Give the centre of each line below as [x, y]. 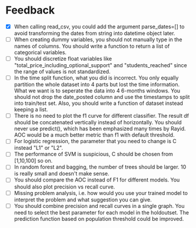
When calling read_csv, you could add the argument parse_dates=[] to [99, 27]
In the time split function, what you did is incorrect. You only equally [96, 78]
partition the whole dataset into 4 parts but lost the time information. [97, 85]
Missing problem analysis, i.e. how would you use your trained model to [101, 193]
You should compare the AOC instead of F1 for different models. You [97, 180]
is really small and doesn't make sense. [62, 174]
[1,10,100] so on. [33, 161]
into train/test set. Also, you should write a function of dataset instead [99, 103]
